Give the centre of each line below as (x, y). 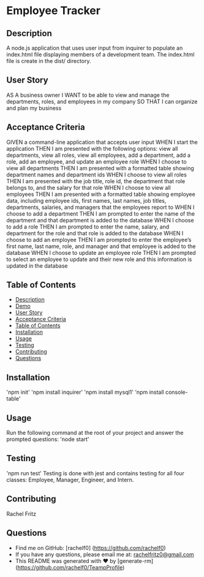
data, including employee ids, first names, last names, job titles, (86, 200)
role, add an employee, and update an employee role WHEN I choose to (96, 161)
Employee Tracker (54, 11)
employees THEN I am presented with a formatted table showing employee (101, 194)
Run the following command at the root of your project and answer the (95, 433)
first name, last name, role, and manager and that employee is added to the (101, 246)
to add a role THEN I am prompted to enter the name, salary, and (88, 227)
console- (176, 392)
